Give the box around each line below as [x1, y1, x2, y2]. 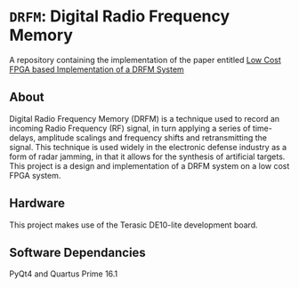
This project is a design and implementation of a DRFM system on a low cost [9, 160, 290, 171]
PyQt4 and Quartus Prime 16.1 [9, 268, 118, 279]
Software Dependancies [9, 244, 147, 260]
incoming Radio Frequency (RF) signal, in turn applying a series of [9, 123, 251, 133]
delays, [9, 132, 36, 143]
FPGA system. [9, 170, 61, 180]
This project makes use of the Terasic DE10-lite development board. [9, 220, 258, 230]
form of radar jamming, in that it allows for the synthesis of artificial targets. [9, 151, 286, 162]
